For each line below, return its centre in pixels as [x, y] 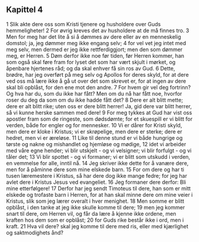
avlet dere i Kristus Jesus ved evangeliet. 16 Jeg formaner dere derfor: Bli [96, 182]
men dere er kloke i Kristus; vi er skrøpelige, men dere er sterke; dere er [94, 131]
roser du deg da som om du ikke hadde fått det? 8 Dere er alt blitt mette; [94, 100]
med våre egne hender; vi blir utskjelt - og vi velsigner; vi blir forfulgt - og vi [99, 150]
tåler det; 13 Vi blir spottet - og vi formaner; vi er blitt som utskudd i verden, [98, 156]
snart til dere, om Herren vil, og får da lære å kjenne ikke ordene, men [91, 213]
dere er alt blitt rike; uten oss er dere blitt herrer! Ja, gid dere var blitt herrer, [99, 106]
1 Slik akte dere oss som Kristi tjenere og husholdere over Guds [83, 24]
